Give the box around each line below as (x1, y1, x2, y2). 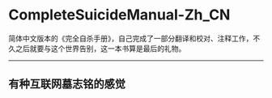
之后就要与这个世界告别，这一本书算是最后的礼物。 (15, 43, 186, 53)
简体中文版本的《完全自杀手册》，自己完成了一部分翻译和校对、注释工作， (8, 33, 253, 43)
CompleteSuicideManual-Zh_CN (8, 6, 231, 24)
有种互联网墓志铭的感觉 (8, 77, 125, 91)
